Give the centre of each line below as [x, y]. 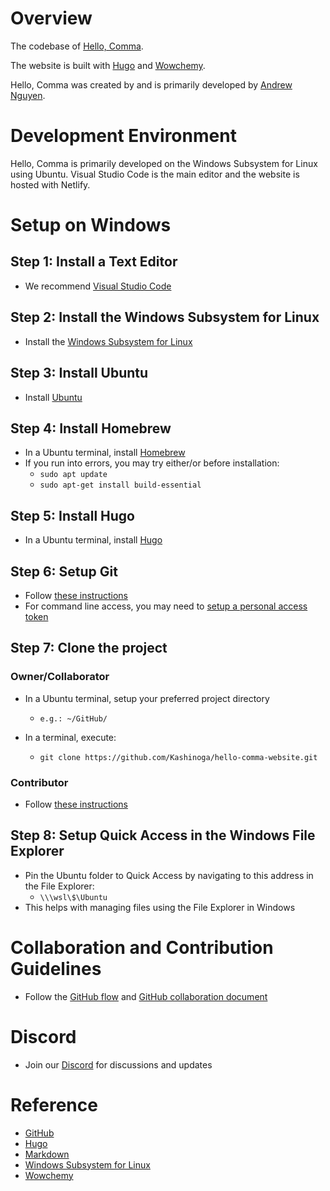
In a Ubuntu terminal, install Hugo [93, 540]
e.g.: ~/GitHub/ [73, 718]
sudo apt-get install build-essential [120, 485]
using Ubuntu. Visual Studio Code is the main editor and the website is [155, 174]
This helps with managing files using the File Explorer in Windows [160, 907]
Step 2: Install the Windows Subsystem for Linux [165, 317]
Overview [51, 18]
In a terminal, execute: [70, 737]
